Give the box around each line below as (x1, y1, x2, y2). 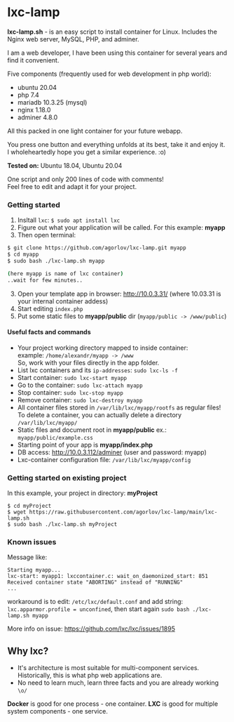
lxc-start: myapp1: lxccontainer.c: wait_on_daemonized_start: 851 (7, 573, 209, 580)
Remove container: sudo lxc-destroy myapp (17, 395, 143, 404)
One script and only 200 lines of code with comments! (7, 175, 165, 183)
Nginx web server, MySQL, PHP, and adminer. (7, 34, 139, 43)
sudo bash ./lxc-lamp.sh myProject (13, 521, 118, 528)
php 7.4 (17, 91, 40, 99)
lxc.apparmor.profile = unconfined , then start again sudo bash (7, 605, 190, 613)
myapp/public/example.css (17, 434, 93, 441)
